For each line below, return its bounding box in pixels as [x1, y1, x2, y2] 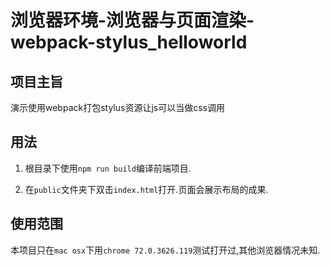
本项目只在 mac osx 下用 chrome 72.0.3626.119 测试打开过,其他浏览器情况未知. [10, 244, 321, 256]
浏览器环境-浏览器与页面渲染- [10, 9, 255, 32]
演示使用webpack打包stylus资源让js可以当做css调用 [10, 102, 225, 113]
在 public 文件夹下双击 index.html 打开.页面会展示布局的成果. [24, 183, 269, 195]
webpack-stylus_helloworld [10, 31, 248, 54]
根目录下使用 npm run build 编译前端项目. [24, 162, 192, 174]
